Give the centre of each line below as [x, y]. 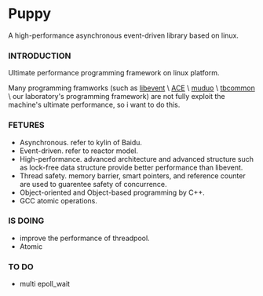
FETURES [26, 125]
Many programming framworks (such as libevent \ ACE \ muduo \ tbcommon [131, 88]
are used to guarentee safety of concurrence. [93, 184]
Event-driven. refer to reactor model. [79, 151]
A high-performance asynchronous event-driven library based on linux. [124, 35]
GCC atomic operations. [58, 200]
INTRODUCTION [40, 56]
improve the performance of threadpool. [85, 238]
